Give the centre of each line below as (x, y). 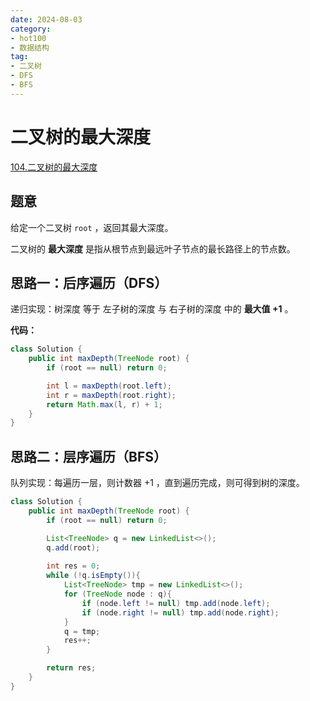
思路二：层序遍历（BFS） (88, 456)
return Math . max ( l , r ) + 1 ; (104, 404)
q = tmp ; (82, 631)
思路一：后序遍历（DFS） (89, 282)
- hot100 (28, 38)
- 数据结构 (30, 47)
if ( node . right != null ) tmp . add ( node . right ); (180, 612)
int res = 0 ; (73, 566)
